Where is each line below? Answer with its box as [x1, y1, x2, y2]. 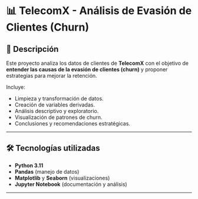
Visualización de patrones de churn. [14, 114, 103, 121]
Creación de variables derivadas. [14, 101, 95, 108]
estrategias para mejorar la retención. [6, 72, 97, 79]
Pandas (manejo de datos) [14, 168, 80, 175]
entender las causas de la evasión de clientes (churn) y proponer [6, 66, 168, 73]
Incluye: [6, 84, 25, 91]
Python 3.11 [14, 162, 44, 169]
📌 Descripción [6, 44, 59, 54]
